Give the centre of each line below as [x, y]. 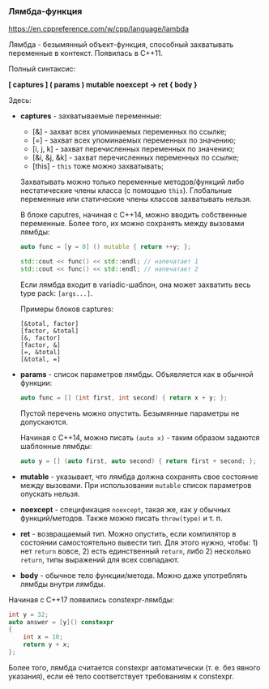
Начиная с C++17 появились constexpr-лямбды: [91, 599]
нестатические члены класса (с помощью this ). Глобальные [126, 190]
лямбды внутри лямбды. [62, 584]
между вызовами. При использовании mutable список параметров [136, 485]
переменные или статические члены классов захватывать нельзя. [136, 199]
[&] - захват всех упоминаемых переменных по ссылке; [129, 132]
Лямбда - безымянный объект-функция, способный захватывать [121, 45]
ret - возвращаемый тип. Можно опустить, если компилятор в [128, 533]
